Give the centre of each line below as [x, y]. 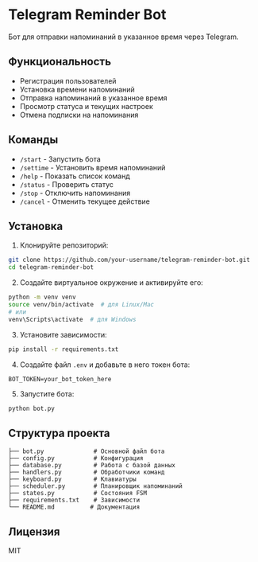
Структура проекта [59, 433]
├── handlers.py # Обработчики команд [87, 472]
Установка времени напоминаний [77, 89]
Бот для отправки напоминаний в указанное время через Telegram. [124, 37]
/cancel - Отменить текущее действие [85, 201]
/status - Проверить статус [66, 184]
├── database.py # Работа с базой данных [92, 466]
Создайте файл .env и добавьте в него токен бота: [105, 365]
